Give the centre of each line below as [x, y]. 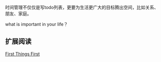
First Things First [22, 53]
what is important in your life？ [37, 24]
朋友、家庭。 [18, 13]
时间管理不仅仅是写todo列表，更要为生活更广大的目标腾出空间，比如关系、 [82, 7]
